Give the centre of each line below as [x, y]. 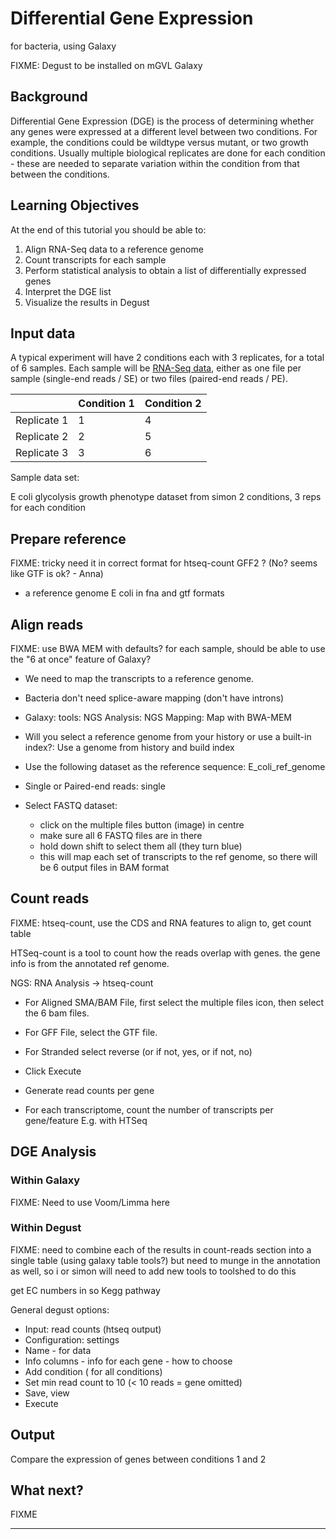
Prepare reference [68, 538]
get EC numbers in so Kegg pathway [85, 1290]
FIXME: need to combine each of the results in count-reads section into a [161, 1249]
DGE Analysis [53, 1152]
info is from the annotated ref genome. [90, 963]
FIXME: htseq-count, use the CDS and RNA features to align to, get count [161, 923]
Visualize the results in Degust [87, 302]
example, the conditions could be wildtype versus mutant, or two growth [159, 142]
